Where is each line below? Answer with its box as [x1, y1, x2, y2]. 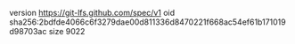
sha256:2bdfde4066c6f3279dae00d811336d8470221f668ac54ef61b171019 [9, 17, 287, 27]
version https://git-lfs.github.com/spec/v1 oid [9, 8, 176, 18]
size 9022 [48, 26, 86, 36]
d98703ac [9, 26, 47, 36]
